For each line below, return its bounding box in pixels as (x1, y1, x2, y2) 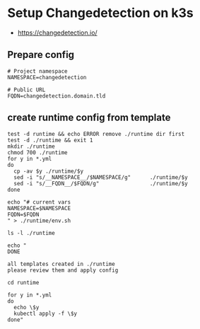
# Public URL (7, 86, 46, 93)
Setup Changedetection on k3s (7, 5, 194, 21)
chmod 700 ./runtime (7, 149, 69, 156)
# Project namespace (7, 67, 69, 75)
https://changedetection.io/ (17, 28, 98, 37)
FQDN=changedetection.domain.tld (7, 92, 106, 100)
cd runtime (7, 279, 40, 286)
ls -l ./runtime (7, 229, 55, 236)
